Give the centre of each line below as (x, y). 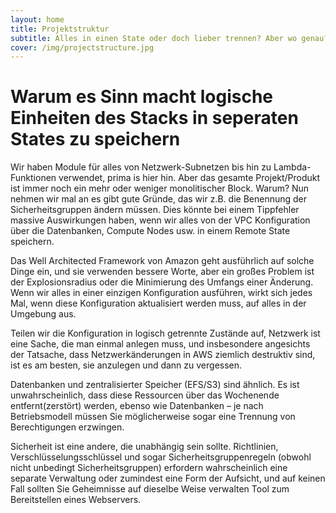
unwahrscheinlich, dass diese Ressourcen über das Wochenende (145, 395)
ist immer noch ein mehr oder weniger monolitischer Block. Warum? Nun (160, 188)
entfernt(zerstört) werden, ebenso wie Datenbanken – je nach (137, 406)
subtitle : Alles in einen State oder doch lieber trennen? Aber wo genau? (169, 38)
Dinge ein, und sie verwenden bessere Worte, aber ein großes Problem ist (162, 272)
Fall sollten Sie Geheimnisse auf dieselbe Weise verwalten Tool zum (150, 489)
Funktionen (33, 178)
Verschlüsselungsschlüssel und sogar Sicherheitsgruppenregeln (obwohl (161, 457)
